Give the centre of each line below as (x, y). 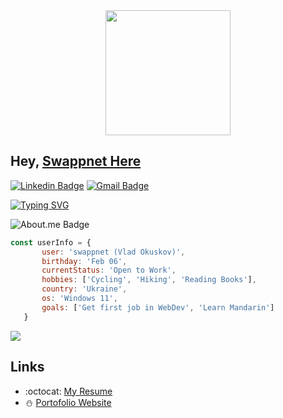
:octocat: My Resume (68, 391)
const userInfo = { (51, 242)
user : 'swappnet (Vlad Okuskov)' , (113, 252)
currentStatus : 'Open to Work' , (109, 270)
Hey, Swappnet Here (76, 161)
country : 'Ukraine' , (84, 289)
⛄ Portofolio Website (68, 402)
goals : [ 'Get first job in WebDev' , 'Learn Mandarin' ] (158, 307)
